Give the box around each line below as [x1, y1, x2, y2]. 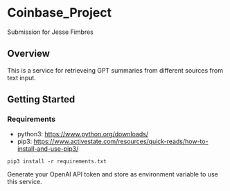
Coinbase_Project [7, 5, 112, 21]
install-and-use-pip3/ [17, 145, 79, 153]
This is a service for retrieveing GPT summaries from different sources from [7, 66, 224, 74]
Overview [7, 48, 51, 60]
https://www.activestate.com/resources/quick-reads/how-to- [33, 137, 209, 146]
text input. [7, 73, 36, 82]
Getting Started [7, 93, 76, 105]
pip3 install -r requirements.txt [7, 158, 107, 165]
